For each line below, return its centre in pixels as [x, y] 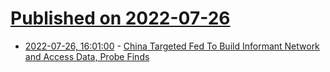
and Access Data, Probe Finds [87, 56]
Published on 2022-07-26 [120, 18]
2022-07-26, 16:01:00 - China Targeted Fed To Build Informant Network [172, 46]
